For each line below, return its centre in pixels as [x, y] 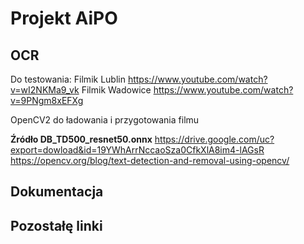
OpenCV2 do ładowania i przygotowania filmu [105, 120]
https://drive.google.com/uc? [214, 139]
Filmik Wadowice [116, 90]
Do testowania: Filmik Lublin [68, 79]
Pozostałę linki [56, 225]
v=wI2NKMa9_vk [45, 90]
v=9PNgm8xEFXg [47, 100]
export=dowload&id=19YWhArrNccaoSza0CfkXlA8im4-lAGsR [137, 150]
